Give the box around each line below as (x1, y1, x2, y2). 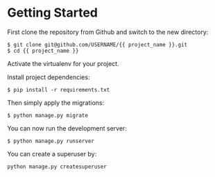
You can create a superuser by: (7, 149, 97, 158)
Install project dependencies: (7, 73, 90, 81)
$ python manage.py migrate (7, 112, 89, 119)
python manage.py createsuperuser (7, 163, 108, 170)
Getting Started (7, 5, 98, 21)
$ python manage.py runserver (7, 137, 95, 144)
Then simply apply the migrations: (7, 99, 105, 107)
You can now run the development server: (7, 124, 127, 133)
